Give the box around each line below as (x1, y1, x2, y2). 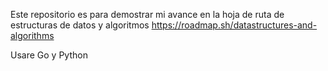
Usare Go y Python (10, 49, 88, 61)
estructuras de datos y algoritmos (10, 19, 150, 31)
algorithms (10, 30, 55, 41)
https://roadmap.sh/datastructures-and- (151, 19, 318, 31)
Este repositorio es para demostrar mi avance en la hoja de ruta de (10, 9, 285, 20)
